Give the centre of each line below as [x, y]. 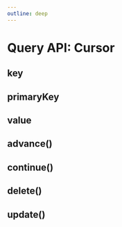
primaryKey [33, 97]
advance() [30, 144]
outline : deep [28, 13]
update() [26, 214]
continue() [31, 167]
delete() [25, 191]
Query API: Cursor [61, 47]
